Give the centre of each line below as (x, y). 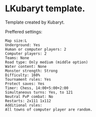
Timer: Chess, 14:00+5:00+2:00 (37, 88)
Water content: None (26, 66)
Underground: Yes (23, 45)
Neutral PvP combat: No (29, 96)
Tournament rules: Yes (28, 79)
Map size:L (16, 41)
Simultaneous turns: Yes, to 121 (39, 92)
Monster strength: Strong (31, 71)
